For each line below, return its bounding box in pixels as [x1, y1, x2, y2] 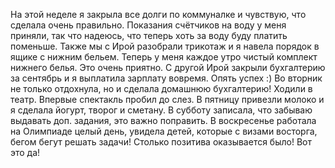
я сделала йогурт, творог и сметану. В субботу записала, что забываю [10, 104, 313, 116]
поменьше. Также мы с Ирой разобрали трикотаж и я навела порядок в [10, 40, 320, 52]
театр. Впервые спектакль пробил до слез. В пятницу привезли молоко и [10, 94, 325, 105]
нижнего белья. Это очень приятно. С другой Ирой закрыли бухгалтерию [10, 62, 326, 73]
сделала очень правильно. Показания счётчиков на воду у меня [10, 19, 287, 31]
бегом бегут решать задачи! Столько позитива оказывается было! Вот [10, 136, 312, 148]
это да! [10, 147, 41, 158]
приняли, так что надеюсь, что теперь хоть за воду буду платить [10, 30, 288, 41]
